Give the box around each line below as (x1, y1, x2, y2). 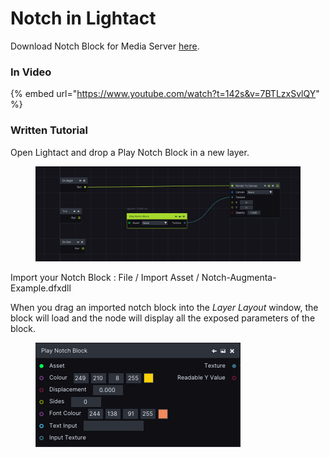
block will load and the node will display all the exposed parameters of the (10, 312, 316, 324)
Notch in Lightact (10, 7, 157, 30)
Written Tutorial (10, 123, 88, 137)
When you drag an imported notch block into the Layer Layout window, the (10, 302, 319, 314)
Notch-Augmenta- (201, 272, 277, 284)
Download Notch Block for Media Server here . (10, 40, 200, 52)
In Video (10, 65, 52, 79)
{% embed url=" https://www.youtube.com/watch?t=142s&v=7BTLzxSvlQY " (10, 88, 320, 100)
